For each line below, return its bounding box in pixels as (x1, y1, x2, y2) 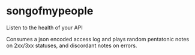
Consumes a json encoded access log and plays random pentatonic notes (6, 35, 190, 42)
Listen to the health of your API (6, 24, 83, 31)
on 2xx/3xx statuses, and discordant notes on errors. (6, 42, 137, 49)
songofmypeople (6, 4, 94, 18)
